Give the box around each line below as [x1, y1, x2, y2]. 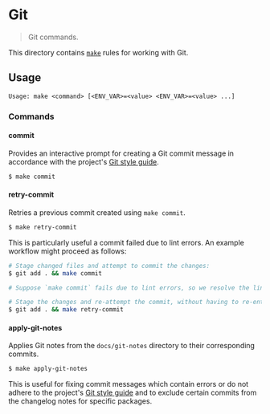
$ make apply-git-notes [8, 365, 88, 373]
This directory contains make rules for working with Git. [8, 47, 189, 57]
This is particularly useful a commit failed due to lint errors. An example [8, 237, 245, 247]
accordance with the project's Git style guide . [8, 156, 159, 166]
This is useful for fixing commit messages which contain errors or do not [8, 379, 249, 389]
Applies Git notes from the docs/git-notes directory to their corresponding [8, 341, 256, 351]
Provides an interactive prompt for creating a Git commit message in [8, 148, 235, 158]
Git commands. [27, 32, 79, 42]
